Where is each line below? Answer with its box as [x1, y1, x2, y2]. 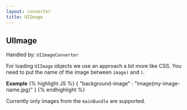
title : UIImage [6, 14, 43, 20]
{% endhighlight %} [37, 86, 85, 94]
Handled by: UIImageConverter [6, 51, 79, 59]
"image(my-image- [134, 80, 181, 87]
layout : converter [6, 8, 51, 15]
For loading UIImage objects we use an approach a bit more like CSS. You [6, 63, 182, 70]
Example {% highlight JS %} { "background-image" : [6, 80, 133, 87]
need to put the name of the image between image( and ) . [6, 68, 145, 76]
